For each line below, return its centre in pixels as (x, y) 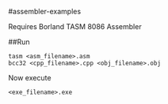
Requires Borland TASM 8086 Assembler (75, 26)
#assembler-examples (45, 11)
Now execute (30, 78)
